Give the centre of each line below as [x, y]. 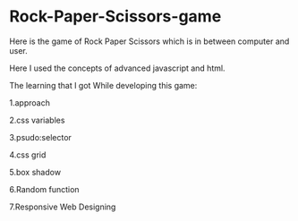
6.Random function [44, 189]
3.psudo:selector [40, 137]
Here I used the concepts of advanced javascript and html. [117, 68]
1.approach [30, 102]
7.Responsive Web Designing [63, 207]
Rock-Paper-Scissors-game [115, 17]
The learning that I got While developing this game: [103, 85]
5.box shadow [35, 172]
